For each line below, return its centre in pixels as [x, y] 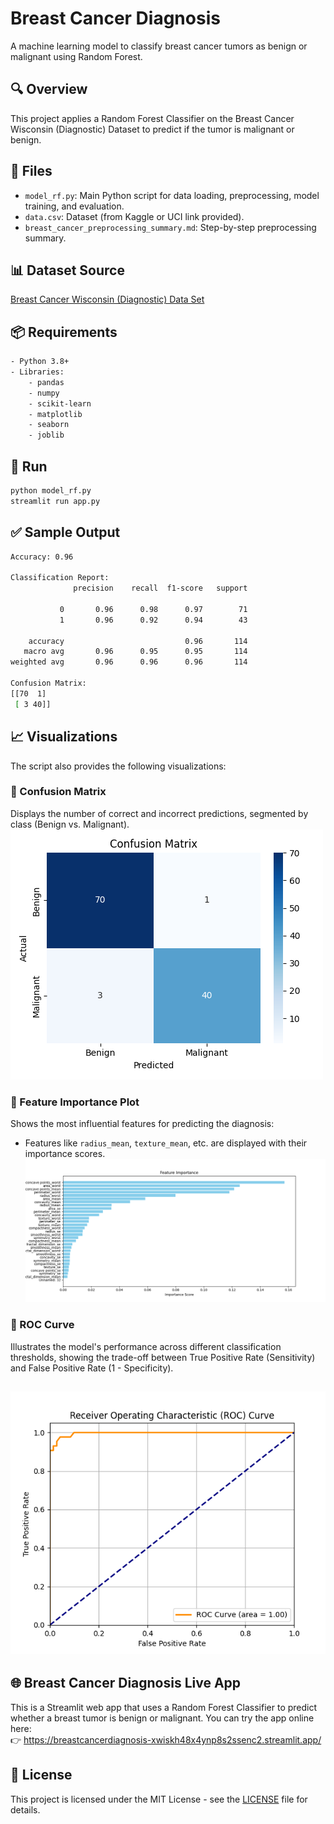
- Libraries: [37, 372]
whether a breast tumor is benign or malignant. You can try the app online [162, 1718]
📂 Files [31, 171]
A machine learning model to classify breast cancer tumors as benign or [159, 46]
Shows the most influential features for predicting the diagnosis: [142, 1124]
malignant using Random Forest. [76, 56]
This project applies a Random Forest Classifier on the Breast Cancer [152, 118]
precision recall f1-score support [160, 588]
